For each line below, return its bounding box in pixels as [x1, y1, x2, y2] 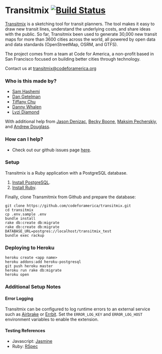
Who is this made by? [5, 78, 57, 84]
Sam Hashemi [12, 89, 40, 95]
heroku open [5, 272, 29, 277]
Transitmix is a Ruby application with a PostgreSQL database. [5, 170, 128, 176]
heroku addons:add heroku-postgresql [5, 259, 81, 264]
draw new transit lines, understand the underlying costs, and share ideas [5, 26, 151, 32]
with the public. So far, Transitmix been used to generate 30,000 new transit [5, 31, 157, 37]
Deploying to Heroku [5, 244, 55, 251]
